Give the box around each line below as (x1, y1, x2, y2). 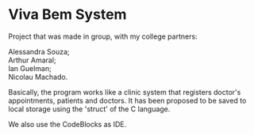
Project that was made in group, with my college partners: (8, 32, 198, 41)
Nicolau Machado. (8, 72, 68, 81)
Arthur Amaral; (8, 55, 57, 65)
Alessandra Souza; (8, 47, 70, 56)
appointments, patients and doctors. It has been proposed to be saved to (8, 96, 247, 105)
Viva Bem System (8, 6, 127, 24)
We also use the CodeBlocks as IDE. (8, 119, 127, 129)
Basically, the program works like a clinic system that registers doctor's (8, 87, 241, 96)
